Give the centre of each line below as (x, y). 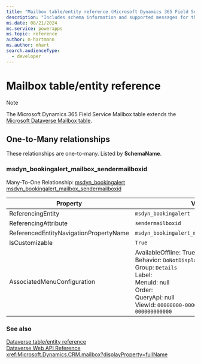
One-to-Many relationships (58, 139)
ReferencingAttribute (38, 223)
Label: (144, 275)
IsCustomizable (31, 242)
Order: (144, 290)
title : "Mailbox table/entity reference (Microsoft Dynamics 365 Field (97, 12)
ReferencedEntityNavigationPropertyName (69, 233)
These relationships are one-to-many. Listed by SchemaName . (84, 154)
